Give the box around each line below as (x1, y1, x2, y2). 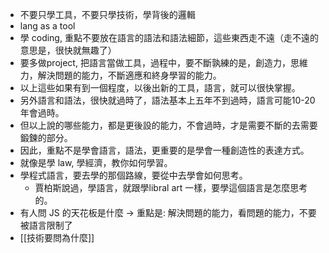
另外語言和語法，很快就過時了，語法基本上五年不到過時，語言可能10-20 (19, 94, 316, 106)
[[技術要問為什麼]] (19, 232, 95, 243)
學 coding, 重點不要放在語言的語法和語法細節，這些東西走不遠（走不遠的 (19, 32, 319, 43)
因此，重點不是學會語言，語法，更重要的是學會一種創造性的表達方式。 (19, 144, 310, 156)
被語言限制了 (19, 219, 73, 231)
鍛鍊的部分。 (19, 132, 73, 143)
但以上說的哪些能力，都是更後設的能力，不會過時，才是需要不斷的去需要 (19, 119, 318, 131)
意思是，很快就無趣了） (19, 44, 117, 56)
